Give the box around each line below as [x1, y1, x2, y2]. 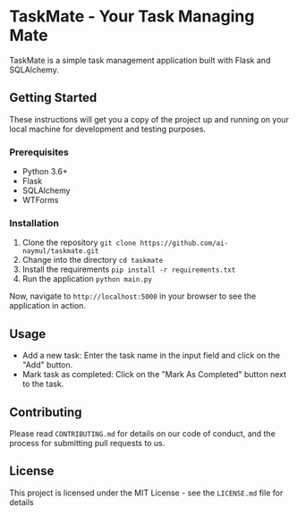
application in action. [9, 300, 87, 311]
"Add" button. [21, 359, 73, 370]
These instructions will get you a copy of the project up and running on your [9, 114, 289, 124]
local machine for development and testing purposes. [9, 123, 207, 134]
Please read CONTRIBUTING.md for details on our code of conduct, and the [9, 427, 276, 439]
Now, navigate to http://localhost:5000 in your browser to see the [9, 291, 257, 301]
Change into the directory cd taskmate [21, 255, 164, 266]
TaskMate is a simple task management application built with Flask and [9, 55, 271, 65]
